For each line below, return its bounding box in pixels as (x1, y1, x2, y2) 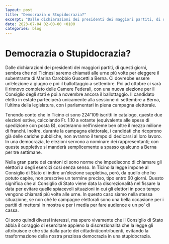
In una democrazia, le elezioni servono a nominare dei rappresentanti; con (5, 139, 159, 145)
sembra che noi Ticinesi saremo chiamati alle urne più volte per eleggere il (5, 70, 159, 76)
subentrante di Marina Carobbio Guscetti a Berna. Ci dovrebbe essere (5, 75, 150, 81)
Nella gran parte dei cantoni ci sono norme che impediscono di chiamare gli (5, 159, 162, 165)
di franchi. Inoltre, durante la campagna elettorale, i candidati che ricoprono (5, 128, 162, 134)
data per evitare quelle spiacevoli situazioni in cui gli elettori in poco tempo (5, 186, 160, 192)
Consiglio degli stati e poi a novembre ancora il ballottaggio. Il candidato (5, 91, 155, 97)
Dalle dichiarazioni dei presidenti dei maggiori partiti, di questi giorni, (5, 65, 147, 71)
